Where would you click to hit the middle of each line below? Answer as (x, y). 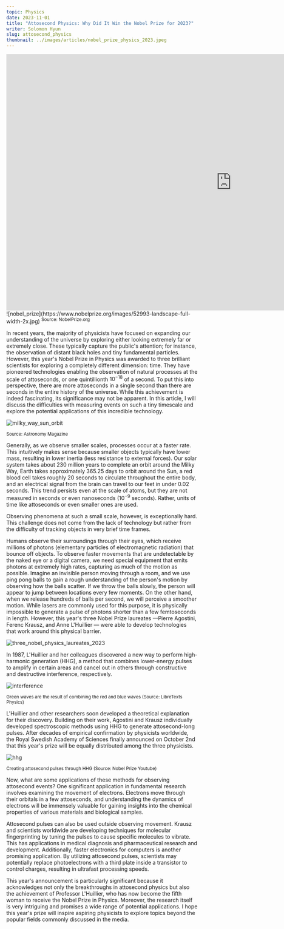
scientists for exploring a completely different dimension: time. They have (98, 365)
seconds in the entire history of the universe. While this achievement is (95, 392)
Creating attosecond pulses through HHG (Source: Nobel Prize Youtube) (82, 768)
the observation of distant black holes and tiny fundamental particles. (93, 352)
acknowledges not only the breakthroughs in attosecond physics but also (98, 887)
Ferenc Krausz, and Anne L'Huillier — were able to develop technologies (96, 624)
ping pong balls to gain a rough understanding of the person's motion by (97, 579)
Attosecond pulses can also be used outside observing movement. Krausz (99, 823)
